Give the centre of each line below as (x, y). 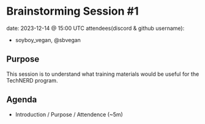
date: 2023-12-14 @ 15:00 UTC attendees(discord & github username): (95, 28)
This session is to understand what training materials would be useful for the (103, 74)
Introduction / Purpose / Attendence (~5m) (69, 114)
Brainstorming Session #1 (73, 11)
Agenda (22, 100)
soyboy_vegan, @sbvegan (48, 40)
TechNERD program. (32, 80)
